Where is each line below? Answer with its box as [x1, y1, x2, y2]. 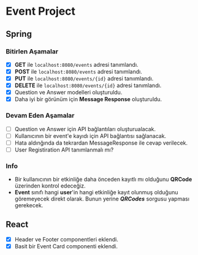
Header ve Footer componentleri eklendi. [14, 235, 119, 243]
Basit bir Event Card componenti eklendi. [14, 242, 118, 249]
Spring [6, 29, 32, 39]
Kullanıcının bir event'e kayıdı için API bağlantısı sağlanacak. [14, 132, 167, 139]
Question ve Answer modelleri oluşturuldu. [14, 89, 123, 96]
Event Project [6, 4, 76, 18]
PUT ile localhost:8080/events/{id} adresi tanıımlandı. [14, 75, 154, 82]
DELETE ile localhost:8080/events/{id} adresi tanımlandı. [14, 82, 162, 89]
